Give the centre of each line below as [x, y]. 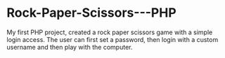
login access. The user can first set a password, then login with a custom [112, 39]
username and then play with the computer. [70, 47]
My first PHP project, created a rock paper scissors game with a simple [110, 32]
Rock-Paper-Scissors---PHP [91, 13]
